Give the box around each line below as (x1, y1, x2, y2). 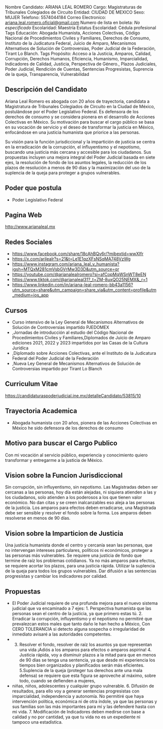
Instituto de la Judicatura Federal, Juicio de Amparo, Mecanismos (5, 40, 136, 46)
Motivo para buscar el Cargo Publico (5, 439, 117, 447)
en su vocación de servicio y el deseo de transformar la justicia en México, (5, 124, 155, 130)
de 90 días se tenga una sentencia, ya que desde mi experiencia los (19, 657, 155, 663)
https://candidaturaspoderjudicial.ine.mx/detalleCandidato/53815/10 (5, 393, 141, 399)
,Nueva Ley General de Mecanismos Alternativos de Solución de (12, 361, 141, 366)
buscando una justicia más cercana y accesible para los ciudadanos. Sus (5, 149, 151, 155)
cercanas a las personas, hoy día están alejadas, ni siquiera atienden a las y (5, 489, 157, 495)
